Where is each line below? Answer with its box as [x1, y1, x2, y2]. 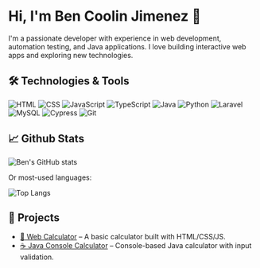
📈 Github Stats [8, 132, 85, 146]
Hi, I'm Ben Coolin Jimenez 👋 [8, 7, 201, 25]
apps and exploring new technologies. [8, 50, 134, 60]
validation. [19, 252, 54, 262]
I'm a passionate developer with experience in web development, [8, 33, 222, 43]
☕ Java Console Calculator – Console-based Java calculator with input [19, 241, 252, 251]
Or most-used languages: [8, 173, 92, 182]
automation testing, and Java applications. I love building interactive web [8, 41, 246, 51]
